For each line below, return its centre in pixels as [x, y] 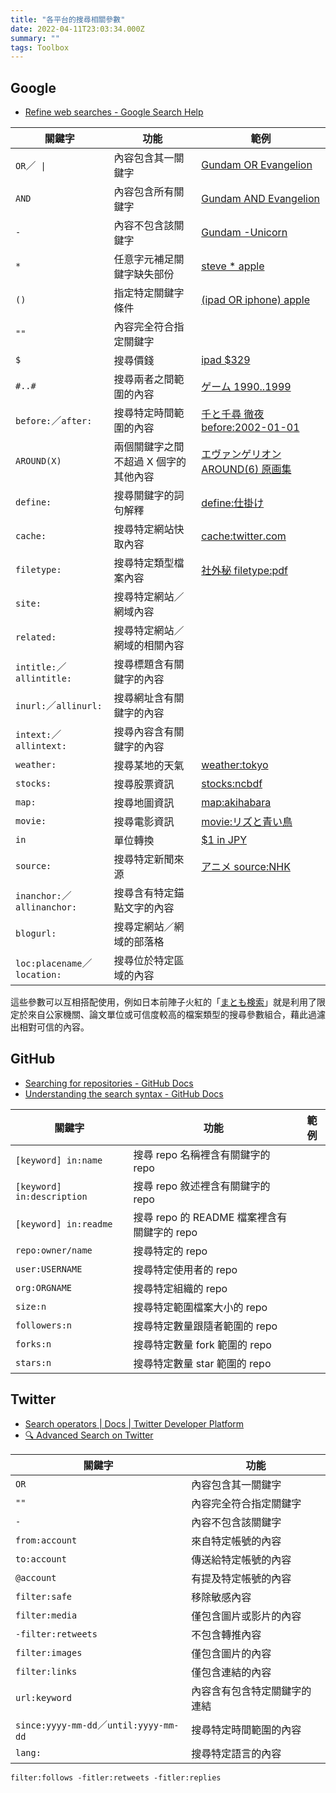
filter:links [46, 1671]
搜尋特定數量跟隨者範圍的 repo [205, 1326]
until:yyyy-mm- [143, 1725]
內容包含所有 [144, 192]
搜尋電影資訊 [144, 822]
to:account [41, 1559]
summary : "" [35, 38]
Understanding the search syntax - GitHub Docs [124, 1093]
